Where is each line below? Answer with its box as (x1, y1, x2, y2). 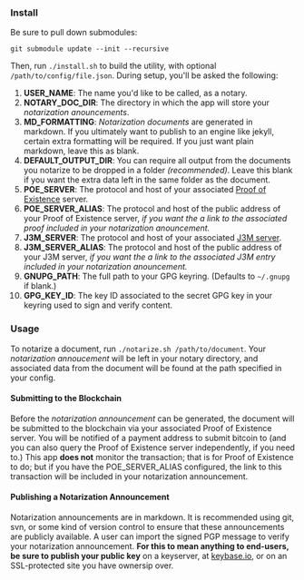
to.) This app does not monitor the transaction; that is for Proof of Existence (10, 451, 294, 462)
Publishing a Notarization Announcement (10, 492, 171, 503)
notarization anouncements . (23, 107, 130, 118)
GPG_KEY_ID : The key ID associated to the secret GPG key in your (23, 290, 273, 301)
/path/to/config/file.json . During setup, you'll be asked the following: (10, 70, 279, 81)
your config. (10, 372, 56, 383)
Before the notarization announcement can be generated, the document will (10, 413, 295, 424)
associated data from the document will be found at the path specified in (10, 362, 282, 373)
